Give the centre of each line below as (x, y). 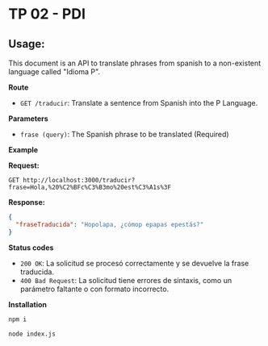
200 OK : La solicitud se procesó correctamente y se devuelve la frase (134, 263)
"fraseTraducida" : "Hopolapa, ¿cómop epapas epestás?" (110, 224)
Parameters (28, 119)
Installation (27, 304)
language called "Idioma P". (54, 72)
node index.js (32, 334)
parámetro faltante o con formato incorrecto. (94, 289)
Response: (27, 202)
